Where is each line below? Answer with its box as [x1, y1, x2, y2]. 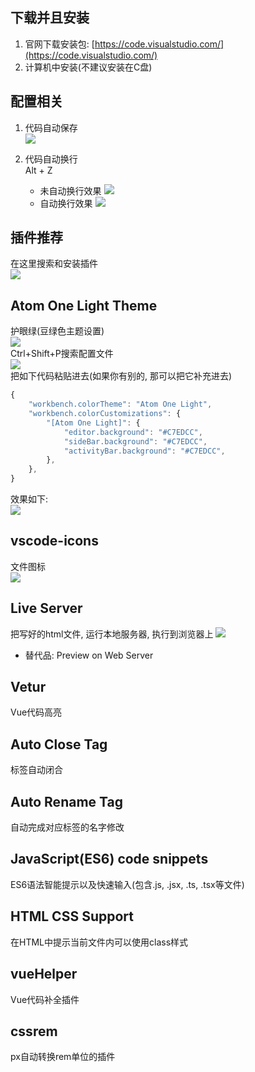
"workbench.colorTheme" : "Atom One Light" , [28, 399, 213, 410]
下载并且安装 [10, 9, 90, 27]
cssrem [10, 1023, 58, 1040]
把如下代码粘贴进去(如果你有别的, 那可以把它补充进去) [10, 370, 233, 382]
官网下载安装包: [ [24, 38, 95, 50]
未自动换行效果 [39, 184, 102, 197]
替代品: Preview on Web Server [24, 649, 154, 661]
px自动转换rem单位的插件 [10, 1051, 116, 1063]
